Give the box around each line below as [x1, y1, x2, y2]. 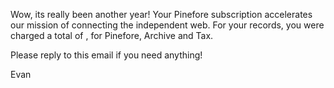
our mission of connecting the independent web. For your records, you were [10, 19, 325, 31]
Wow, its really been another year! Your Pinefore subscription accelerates [10, 9, 313, 20]
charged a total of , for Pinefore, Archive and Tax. [10, 30, 214, 41]
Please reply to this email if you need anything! [10, 49, 203, 61]
